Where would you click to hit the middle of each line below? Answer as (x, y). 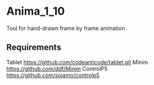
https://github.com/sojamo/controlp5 (53, 75)
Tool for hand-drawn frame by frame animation (66, 28)
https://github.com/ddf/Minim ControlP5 (57, 68)
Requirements (34, 47)
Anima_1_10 (36, 11)
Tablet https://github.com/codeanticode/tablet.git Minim (77, 62)
